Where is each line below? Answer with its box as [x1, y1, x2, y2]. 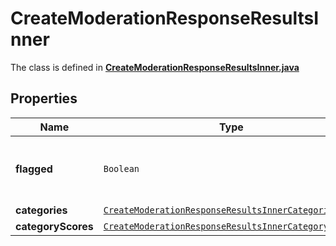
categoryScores [15, 219, 94, 233]
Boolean [103, 163, 140, 174]
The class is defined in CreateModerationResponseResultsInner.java [10, 61, 300, 73]
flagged [15, 162, 53, 176]
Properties [10, 90, 78, 107]
